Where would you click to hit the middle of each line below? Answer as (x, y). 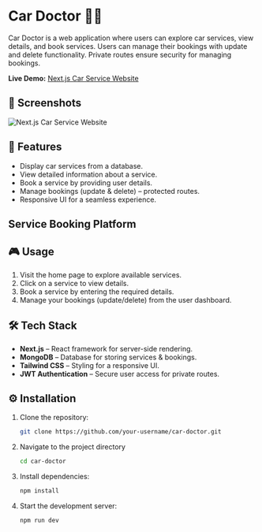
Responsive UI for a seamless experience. (88, 199)
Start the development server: (68, 506)
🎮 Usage (31, 252)
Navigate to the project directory (73, 447)
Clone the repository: (54, 418)
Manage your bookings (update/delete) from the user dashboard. (125, 299)
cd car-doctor (43, 461)
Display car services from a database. (81, 166)
